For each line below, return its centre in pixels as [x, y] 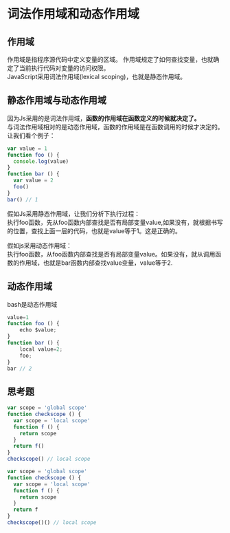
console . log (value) [41, 161]
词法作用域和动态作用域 [73, 14]
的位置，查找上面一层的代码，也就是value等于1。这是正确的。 [94, 230]
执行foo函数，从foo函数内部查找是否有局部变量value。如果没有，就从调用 [111, 254]
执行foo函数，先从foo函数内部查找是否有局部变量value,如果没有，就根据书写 [115, 222]
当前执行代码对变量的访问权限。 [64, 68]
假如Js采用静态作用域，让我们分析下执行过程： [74, 213]
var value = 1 [27, 149]
